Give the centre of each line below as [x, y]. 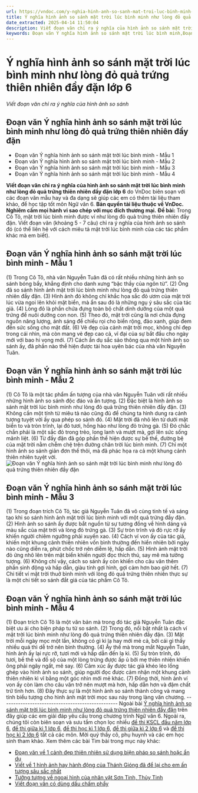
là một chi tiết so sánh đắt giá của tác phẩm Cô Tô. [68, 580]
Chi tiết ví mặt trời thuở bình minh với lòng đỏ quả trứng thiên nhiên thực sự [97, 574]
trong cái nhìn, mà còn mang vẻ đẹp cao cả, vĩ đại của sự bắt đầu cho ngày [97, 333]
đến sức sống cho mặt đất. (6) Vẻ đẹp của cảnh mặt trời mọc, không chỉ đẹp [99, 327]
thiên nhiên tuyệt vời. [32, 457]
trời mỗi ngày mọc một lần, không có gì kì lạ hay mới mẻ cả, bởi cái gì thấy [96, 641]
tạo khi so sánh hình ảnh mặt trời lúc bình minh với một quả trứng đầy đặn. [96, 518]
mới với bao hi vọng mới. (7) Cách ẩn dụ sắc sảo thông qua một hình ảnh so [98, 340]
